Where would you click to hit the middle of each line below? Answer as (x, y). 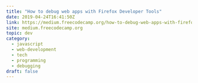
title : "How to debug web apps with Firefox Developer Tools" (84, 11)
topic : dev (19, 33)
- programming (29, 60)
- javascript (27, 44)
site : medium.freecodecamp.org (44, 28)
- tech (19, 55)
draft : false (22, 71)
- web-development (34, 50)
